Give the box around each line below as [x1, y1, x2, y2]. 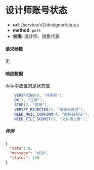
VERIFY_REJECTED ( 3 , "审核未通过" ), [14, 107, 85, 112]
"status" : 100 [10, 155, 39, 160]
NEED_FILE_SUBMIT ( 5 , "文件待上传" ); [14, 116, 87, 122]
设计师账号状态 [5, 5, 68, 16]
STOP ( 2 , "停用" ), [14, 103, 50, 108]
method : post [12, 27, 41, 33]
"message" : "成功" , [10, 151, 50, 156]
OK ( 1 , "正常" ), [14, 97, 45, 103]
